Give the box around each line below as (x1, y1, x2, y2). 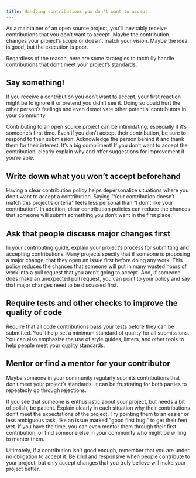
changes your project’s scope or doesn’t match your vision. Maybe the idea (6, 37, 188, 44)
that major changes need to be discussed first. (6, 281, 119, 288)
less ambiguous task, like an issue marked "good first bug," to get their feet (6, 417, 188, 424)
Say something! (6, 78, 65, 88)
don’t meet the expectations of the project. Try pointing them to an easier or (6, 410, 189, 417)
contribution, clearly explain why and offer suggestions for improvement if (6, 148, 185, 155)
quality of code (6, 308, 63, 318)
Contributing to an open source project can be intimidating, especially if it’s (6, 123, 187, 130)
